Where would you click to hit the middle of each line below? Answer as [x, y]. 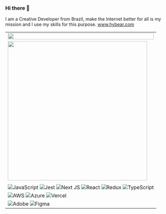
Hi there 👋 [18, 8]
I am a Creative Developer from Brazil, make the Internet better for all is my [83, 19]
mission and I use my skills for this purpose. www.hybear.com [70, 24]
